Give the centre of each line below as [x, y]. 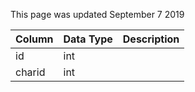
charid [30, 72]
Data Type [88, 39]
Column [34, 39]
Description [151, 39]
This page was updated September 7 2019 [97, 14]
